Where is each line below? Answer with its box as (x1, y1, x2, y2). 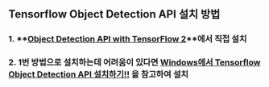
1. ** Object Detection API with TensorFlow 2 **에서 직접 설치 (8, 34, 247, 45)
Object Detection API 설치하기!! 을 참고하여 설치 (8, 69, 189, 80)
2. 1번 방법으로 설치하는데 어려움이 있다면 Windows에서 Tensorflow (8, 57, 261, 68)
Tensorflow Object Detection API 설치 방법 (8, 7, 221, 22)
